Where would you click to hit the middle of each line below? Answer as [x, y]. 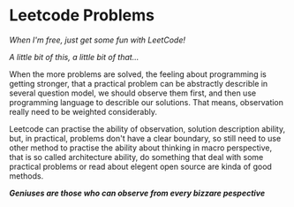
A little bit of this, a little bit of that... [74, 57]
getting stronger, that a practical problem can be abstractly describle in [139, 83]
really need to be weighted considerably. [83, 111]
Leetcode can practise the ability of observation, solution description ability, [147, 128]
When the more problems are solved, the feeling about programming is [138, 74]
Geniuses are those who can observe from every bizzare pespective [137, 193]
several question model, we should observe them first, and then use [133, 93]
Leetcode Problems [82, 15]
